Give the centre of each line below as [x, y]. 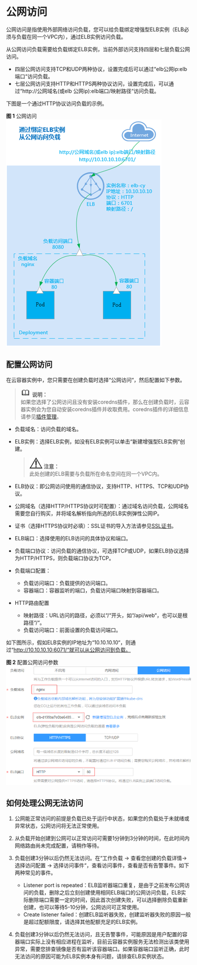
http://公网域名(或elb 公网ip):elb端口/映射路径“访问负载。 [91, 91]
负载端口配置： [33, 570]
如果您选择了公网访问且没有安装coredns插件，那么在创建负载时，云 [102, 402]
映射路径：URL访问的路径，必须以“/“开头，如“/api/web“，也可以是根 [105, 615]
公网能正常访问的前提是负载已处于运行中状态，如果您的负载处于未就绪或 [102, 818]
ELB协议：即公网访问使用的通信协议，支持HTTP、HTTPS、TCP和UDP [99, 486]
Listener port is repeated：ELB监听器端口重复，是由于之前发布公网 [104, 885]
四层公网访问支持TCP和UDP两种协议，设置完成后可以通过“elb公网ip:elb [101, 69]
